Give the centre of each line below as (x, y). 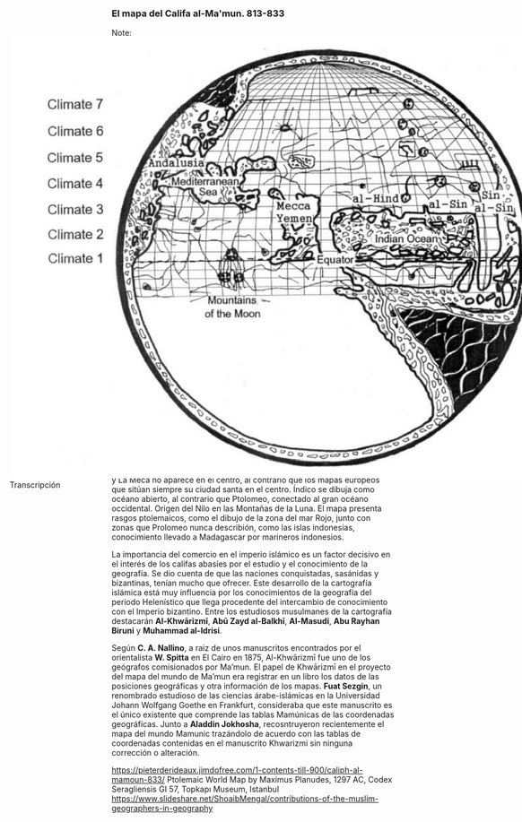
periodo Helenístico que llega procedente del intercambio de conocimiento (250, 602)
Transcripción (35, 485)
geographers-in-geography (162, 809)
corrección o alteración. (156, 753)
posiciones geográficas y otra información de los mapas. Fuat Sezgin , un (247, 686)
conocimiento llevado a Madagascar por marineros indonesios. (228, 537)
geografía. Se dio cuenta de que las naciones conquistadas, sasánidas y (245, 574)
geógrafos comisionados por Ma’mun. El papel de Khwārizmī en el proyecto (251, 667)
